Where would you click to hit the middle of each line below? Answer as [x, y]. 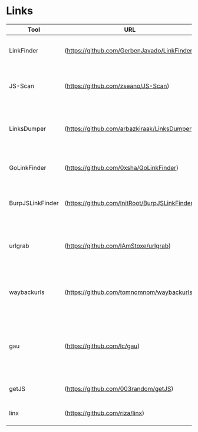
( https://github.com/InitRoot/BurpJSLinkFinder [129, 203]
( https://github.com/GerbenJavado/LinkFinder [128, 50]
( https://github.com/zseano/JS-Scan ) [117, 85]
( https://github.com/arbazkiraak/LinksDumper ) [129, 128]
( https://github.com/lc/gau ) [102, 346]
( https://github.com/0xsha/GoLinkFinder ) [121, 167]
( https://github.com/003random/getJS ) [119, 388]
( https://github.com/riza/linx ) [105, 413]
